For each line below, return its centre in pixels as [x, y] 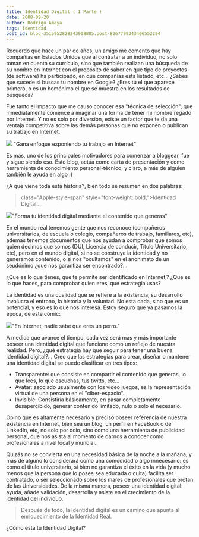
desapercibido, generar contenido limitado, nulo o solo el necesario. [98, 406]
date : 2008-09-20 [28, 17]
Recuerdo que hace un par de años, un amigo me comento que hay [89, 51]
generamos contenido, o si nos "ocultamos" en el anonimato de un [88, 259]
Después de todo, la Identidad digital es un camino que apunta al [100, 510]
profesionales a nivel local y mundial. [51, 443]
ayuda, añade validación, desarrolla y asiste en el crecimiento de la [88, 492]
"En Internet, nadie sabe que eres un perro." [66, 326]
